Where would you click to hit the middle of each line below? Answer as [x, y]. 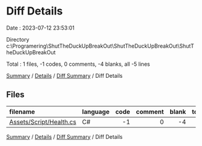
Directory [18, 39]
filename [22, 112]
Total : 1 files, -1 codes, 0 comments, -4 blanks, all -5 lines [78, 64]
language [96, 112]
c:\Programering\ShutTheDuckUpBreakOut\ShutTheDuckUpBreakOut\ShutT [100, 46]
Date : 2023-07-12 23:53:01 [41, 28]
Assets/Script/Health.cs [43, 122]
